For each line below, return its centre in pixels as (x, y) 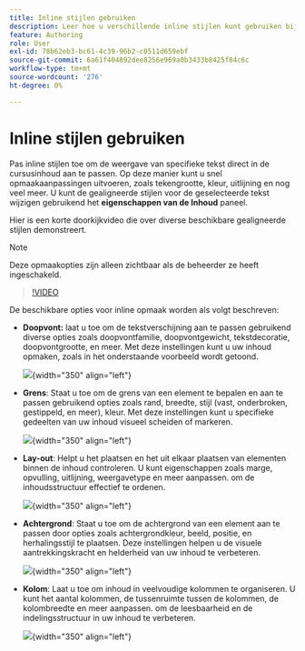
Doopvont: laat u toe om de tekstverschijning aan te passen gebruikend (157, 327)
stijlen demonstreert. (48, 229)
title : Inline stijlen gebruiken (73, 18)
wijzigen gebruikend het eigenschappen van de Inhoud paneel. (128, 202)
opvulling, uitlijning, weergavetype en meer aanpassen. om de (138, 477)
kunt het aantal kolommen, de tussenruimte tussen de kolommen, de (151, 598)
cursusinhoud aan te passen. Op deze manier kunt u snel (116, 173)
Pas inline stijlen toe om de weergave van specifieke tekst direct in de (139, 164)
